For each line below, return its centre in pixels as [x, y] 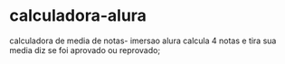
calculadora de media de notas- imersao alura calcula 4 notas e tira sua [143, 41]
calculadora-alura [78, 16]
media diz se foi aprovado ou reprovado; [85, 50]
